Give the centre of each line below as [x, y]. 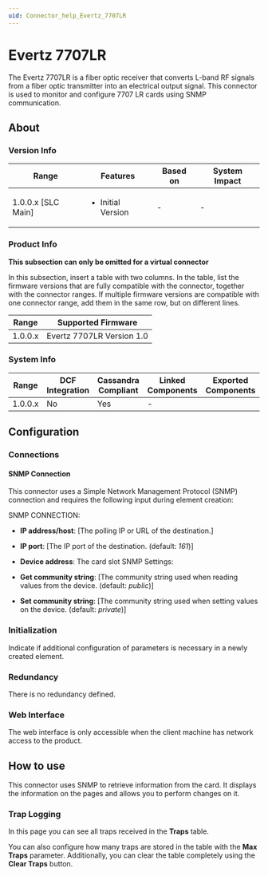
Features [118, 176]
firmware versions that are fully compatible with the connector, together [126, 286]
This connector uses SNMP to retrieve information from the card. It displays [132, 785]
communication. [35, 103]
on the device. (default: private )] [73, 610]
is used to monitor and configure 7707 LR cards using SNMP [108, 94]
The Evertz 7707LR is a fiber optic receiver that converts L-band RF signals [132, 77]
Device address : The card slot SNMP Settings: [97, 562]
